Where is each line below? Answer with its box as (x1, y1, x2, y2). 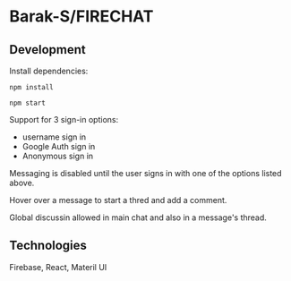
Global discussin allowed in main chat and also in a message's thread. (9, 212, 267, 223)
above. (9, 177, 35, 188)
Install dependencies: (9, 65, 89, 76)
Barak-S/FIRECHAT (9, 6, 154, 27)
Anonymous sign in (21, 150, 94, 161)
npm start (9, 98, 47, 107)
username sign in (21, 132, 87, 142)
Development (9, 42, 87, 57)
